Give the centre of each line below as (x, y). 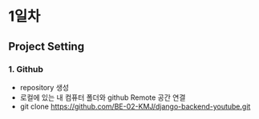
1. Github (26, 69)
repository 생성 (45, 87)
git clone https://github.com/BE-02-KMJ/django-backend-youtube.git (135, 106)
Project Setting (47, 46)
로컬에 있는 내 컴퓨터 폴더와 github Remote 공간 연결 (103, 97)
